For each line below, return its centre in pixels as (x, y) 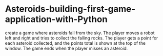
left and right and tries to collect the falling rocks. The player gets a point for (81, 38)
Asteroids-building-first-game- (70, 9)
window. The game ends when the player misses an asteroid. (66, 48)
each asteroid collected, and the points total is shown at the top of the (75, 43)
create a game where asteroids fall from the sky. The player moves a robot (80, 33)
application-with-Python (56, 19)
